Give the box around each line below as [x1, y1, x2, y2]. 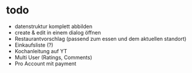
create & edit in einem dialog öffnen [14, 29, 101, 36]
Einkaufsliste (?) [14, 41, 54, 48]
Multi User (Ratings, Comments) [14, 54, 93, 61]
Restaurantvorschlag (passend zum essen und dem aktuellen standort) [14, 35, 187, 42]
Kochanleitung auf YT [14, 47, 68, 54]
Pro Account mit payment [14, 60, 76, 67]
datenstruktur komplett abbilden [14, 23, 93, 30]
